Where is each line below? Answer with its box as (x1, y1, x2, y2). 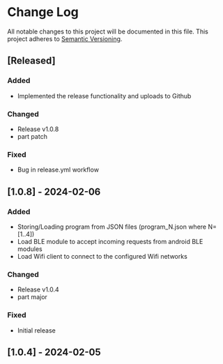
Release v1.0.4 (17, 285, 59, 294)
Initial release (17, 326, 56, 335)
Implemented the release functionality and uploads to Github (17, 91, 192, 100)
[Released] (7, 55, 56, 67)
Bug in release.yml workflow (17, 165, 100, 174)
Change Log (7, 4, 79, 20)
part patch (17, 132, 47, 140)
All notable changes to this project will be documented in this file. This (7, 27, 209, 36)
